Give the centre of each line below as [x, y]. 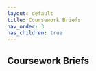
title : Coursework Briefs [44, 20]
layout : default [30, 13]
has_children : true [35, 33]
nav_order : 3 [26, 26]
